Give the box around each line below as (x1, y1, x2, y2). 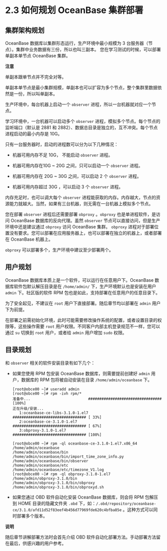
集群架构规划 (5, 26, 45, 34)
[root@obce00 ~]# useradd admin (12, 387, 80, 392)
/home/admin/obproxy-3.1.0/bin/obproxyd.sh (12, 485, 104, 490)
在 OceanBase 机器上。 (5, 236, 53, 242)
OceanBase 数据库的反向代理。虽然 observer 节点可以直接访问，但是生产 (10, 218, 161, 223)
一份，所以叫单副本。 (13, 91, 58, 96)
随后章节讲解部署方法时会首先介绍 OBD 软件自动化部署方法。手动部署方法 (5, 534, 157, 540)
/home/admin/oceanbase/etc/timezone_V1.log (12, 467, 104, 472)
